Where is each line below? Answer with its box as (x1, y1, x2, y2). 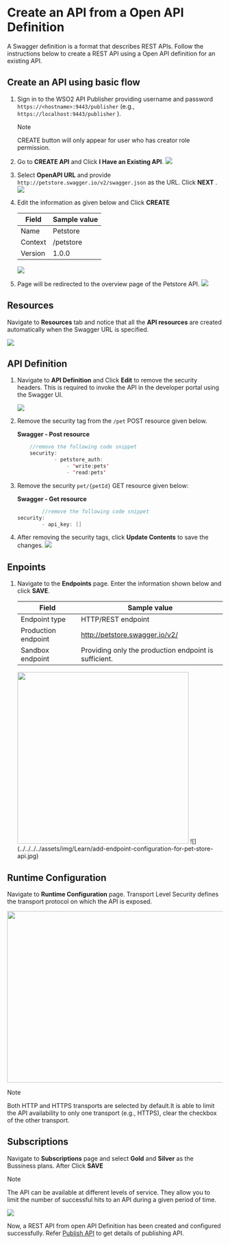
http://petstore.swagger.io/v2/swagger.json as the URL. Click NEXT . (16, 178, 218, 186)
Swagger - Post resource (16, 430, 90, 439)
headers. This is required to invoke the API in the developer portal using (16, 383, 220, 392)
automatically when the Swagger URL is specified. (7, 325, 149, 334)
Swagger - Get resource (16, 494, 87, 503)
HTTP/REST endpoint (81, 614, 150, 624)
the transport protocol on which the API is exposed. (7, 897, 153, 906)
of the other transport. (7, 1116, 70, 1124)
